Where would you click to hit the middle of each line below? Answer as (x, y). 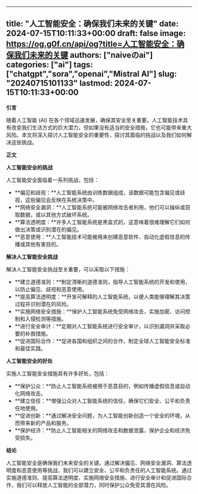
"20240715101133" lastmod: (60, 83)
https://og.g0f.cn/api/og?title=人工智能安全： (91, 44)
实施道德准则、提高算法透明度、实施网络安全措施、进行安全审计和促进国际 (96, 477)
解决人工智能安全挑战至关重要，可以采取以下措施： (68, 269)
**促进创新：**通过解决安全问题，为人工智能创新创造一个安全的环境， (100, 415)
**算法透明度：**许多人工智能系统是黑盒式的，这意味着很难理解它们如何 (102, 222)
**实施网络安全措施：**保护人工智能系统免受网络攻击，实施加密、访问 (100, 311)
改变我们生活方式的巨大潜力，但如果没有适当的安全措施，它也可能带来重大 (101, 127)
